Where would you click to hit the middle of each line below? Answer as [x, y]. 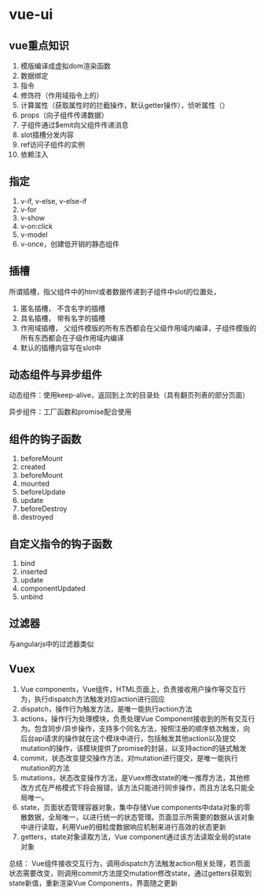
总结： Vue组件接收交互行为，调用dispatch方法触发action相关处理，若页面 [130, 863]
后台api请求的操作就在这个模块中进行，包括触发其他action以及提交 [128, 738]
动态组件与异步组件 [55, 375]
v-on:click [37, 226]
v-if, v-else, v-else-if [53, 201]
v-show [33, 217]
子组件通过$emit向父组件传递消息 [74, 125]
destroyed [37, 517]
